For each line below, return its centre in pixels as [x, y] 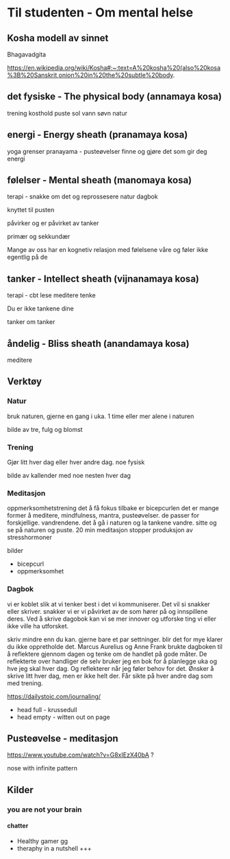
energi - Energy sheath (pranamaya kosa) [98, 135]
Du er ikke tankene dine [40, 309]
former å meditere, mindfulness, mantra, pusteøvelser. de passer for [103, 516]
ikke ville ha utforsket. [38, 626]
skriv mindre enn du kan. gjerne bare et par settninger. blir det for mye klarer [115, 639]
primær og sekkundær [39, 237]
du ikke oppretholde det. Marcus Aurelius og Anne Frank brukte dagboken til [115, 646]
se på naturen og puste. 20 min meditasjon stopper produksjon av [100, 530]
